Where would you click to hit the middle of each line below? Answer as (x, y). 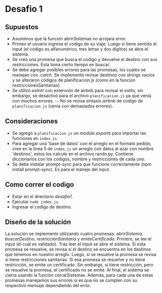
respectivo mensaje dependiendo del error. (48, 286)
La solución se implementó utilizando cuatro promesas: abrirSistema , (74, 234)
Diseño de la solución (38, 222)
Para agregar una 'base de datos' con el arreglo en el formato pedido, (82, 143)
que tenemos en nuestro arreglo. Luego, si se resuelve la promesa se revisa (81, 254)
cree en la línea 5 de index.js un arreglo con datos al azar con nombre (83, 148)
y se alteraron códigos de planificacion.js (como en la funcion (74, 80)
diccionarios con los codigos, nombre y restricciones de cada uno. (79, 159)
